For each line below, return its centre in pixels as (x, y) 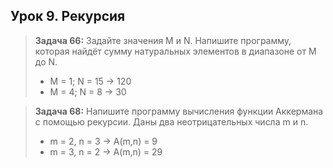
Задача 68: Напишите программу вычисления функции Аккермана (179, 111)
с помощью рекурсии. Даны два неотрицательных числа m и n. (171, 121)
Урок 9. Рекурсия (68, 16)
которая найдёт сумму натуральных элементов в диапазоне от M (175, 51)
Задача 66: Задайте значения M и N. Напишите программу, (163, 40)
